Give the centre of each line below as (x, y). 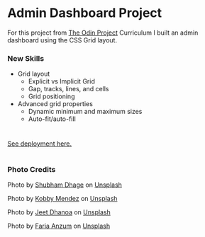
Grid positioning (51, 96)
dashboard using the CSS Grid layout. (62, 40)
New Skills (26, 58)
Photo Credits (32, 169)
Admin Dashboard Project (85, 13)
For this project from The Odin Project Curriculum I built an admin (103, 33)
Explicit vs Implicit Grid (62, 81)
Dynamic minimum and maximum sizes (85, 112)
